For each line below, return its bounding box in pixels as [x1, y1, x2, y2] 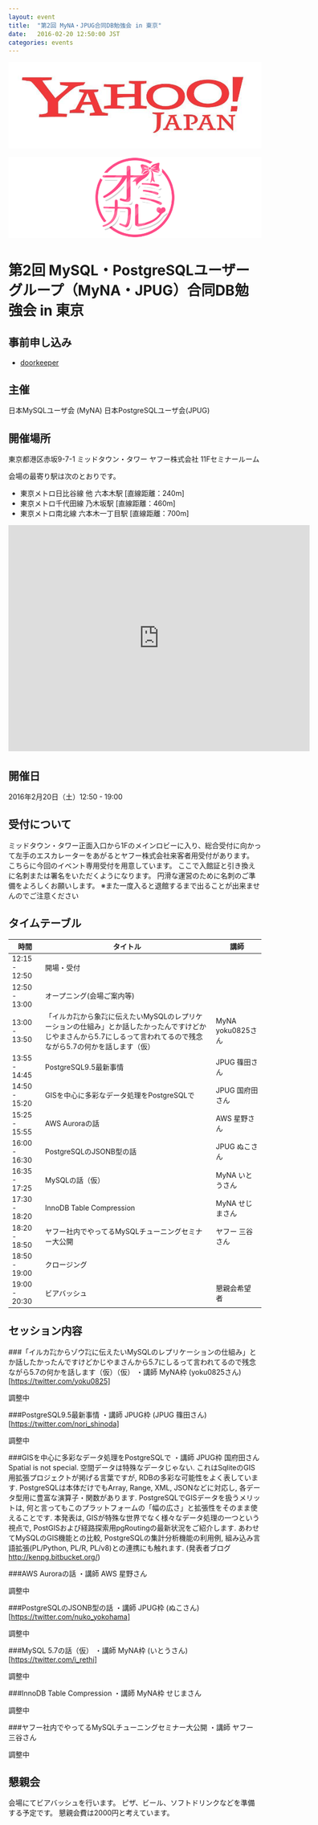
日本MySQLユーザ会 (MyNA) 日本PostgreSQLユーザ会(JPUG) [8, 406, 210, 416]
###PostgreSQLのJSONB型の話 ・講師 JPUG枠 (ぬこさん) [8, 1602, 200, 1612]
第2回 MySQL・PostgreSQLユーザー [8, 261, 251, 279]
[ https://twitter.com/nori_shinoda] [8, 1419, 120, 1429]
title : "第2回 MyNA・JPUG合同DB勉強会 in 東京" [8, 21, 162, 30]
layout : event [8, 13, 56, 21]
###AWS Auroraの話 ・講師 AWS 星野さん [8, 1569, 148, 1578]
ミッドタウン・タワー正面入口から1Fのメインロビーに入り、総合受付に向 [8, 840, 247, 850]
